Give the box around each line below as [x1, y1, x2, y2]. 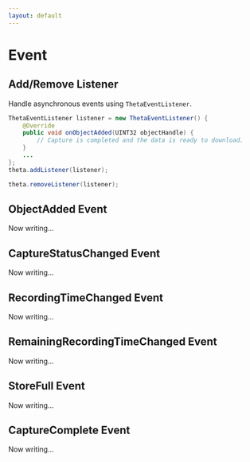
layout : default [8, 11, 62, 20]
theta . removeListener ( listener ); [8, 180, 119, 188]
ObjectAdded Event [8, 202, 107, 216]
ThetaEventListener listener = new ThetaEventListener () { [8, 114, 209, 122]
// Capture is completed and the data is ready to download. [37, 136, 244, 144]
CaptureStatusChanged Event [8, 246, 161, 260]
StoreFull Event [8, 379, 85, 393]
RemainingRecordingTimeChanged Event [8, 335, 217, 349]
